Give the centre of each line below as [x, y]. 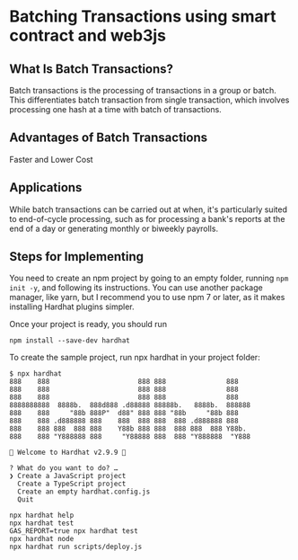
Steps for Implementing [76, 257]
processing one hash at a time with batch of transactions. [115, 109]
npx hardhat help [42, 516]
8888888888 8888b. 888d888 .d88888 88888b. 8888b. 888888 [130, 405]
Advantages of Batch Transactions [109, 138]
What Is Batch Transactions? [91, 69]
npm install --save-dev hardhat [70, 341]
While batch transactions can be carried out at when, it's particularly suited [148, 209]
